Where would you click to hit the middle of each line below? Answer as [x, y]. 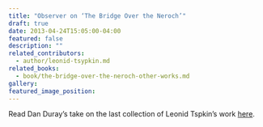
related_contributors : [47, 53]
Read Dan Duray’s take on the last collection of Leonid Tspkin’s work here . [131, 114]
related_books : [34, 69]
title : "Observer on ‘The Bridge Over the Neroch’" [97, 16]
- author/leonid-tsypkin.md [63, 61]
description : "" [36, 46]
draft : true [28, 23]
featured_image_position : [52, 91]
